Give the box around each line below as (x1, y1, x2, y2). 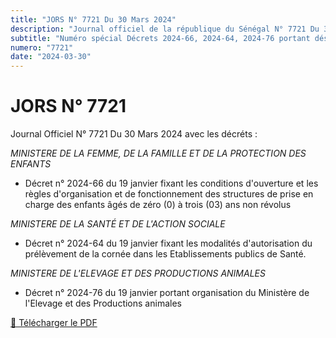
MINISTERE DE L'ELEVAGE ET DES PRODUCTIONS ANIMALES (10, 267, 266, 280)
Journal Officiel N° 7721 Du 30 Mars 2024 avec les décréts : (10, 128, 258, 140)
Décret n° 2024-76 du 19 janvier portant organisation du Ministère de (24, 287, 310, 299)
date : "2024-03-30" (10, 52, 92, 62)
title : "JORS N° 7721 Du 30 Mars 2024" (10, 14, 177, 25)
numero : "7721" (10, 42, 74, 53)
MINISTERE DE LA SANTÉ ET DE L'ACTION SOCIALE (10, 218, 226, 230)
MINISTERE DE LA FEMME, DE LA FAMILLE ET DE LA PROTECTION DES (10, 147, 307, 160)
